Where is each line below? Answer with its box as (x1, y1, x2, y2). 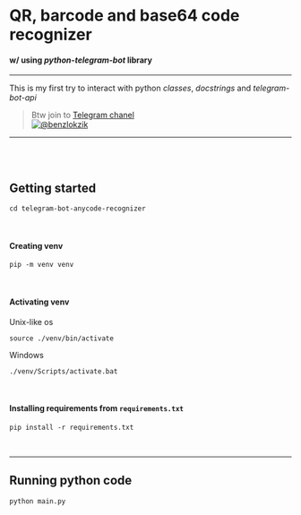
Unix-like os (9, 316, 54, 327)
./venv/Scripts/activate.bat (9, 366, 118, 376)
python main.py (9, 496, 66, 506)
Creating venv (9, 240, 64, 251)
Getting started (9, 180, 97, 195)
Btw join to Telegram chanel (30, 109, 134, 121)
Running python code (9, 473, 133, 488)
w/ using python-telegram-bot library (9, 55, 152, 65)
